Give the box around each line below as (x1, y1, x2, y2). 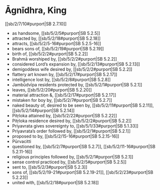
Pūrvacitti (12, 138, 31, 144)
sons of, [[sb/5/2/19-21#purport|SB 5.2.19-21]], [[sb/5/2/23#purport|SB (12, 169, 154, 175)
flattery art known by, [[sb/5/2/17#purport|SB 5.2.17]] (12, 71, 117, 77)
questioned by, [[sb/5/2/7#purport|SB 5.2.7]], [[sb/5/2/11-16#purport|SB (12, 143, 156, 149)
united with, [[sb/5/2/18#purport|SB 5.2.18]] (12, 179, 99, 185)
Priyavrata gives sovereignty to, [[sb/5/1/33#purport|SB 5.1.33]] (12, 123, 139, 128)
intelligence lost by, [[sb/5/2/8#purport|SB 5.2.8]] (12, 77, 111, 82)
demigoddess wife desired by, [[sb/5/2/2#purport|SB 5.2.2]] (12, 66, 132, 72)
